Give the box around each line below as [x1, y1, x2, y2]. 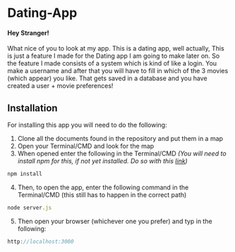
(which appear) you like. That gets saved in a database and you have [7, 74, 207, 82]
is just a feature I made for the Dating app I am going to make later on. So [7, 51, 220, 61]
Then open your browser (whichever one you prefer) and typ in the [17, 217, 213, 225]
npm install [7, 170, 42, 177]
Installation [7, 102, 58, 114]
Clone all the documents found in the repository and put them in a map [17, 134, 224, 143]
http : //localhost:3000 [7, 238, 74, 245]
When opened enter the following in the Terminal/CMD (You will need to [17, 149, 227, 158]
